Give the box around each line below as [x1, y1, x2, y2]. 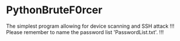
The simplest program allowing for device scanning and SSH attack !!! [6, 23, 175, 29]
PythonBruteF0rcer [6, 3, 103, 17]
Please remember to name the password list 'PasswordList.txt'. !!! [6, 28, 164, 35]
